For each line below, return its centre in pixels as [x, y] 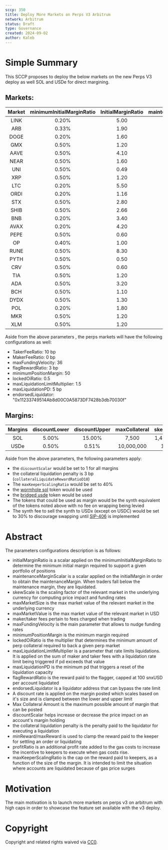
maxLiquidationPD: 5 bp [37, 389]
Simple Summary [41, 63]
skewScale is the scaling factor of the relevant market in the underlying [85, 592]
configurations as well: [28, 342]
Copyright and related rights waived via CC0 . [51, 842]
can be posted [27, 710]
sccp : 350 [15, 10]
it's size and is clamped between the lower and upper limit [72, 699]
